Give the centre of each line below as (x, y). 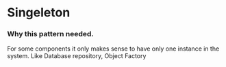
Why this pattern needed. (50, 34)
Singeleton (39, 13)
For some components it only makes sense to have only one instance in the (113, 49)
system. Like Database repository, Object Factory (77, 56)
